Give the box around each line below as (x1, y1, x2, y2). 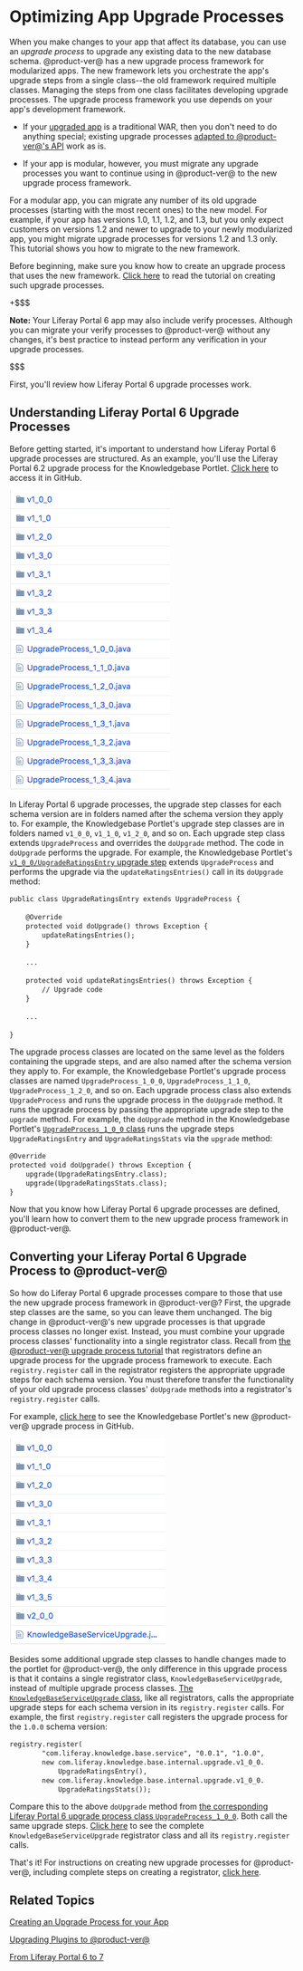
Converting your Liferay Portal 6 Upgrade (9, 1249, 247, 1264)
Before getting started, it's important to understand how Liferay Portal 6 (9, 443, 277, 454)
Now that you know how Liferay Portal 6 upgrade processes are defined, (9, 1203, 280, 1215)
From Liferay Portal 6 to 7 (9, 1952, 104, 1963)
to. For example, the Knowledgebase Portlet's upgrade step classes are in (9, 818, 285, 829)
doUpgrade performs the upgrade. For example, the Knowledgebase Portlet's (9, 847, 293, 858)
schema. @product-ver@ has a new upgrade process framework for (9, 55, 265, 66)
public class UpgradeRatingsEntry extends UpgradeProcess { (9, 894, 241, 903)
